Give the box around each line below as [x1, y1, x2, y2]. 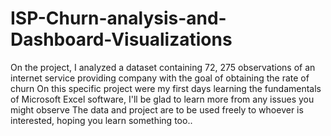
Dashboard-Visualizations [10, 28, 233, 51]
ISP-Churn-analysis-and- [10, 7, 227, 30]
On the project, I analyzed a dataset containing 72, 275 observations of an [10, 61, 316, 73]
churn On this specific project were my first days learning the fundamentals [10, 82, 322, 94]
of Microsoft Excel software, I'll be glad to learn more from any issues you [10, 93, 315, 105]
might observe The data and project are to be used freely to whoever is [10, 103, 304, 116]
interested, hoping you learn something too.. [10, 114, 193, 126]
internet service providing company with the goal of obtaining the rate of [10, 72, 310, 84]
